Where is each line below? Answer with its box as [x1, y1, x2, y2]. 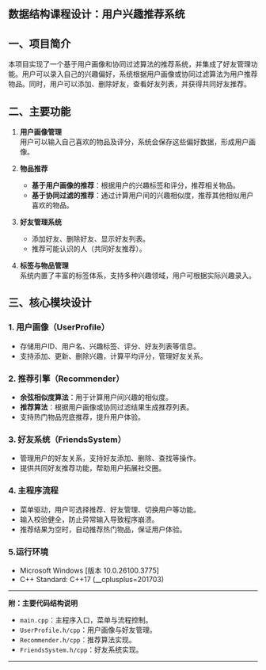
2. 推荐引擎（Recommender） [8, 373, 124, 384]
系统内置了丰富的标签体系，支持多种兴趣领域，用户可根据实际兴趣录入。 [19, 271, 256, 280]
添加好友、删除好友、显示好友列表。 [31, 234, 150, 244]
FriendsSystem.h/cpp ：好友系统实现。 [19, 645, 143, 654]
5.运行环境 [8, 546, 49, 557]
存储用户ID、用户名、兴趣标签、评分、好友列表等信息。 [19, 341, 200, 351]
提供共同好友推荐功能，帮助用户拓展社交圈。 [19, 463, 166, 473]
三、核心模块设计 [8, 296, 92, 310]
